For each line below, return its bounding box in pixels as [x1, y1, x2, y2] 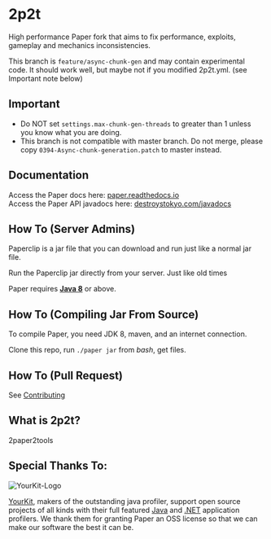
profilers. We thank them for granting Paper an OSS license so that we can [8, 514, 258, 524]
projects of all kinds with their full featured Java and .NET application [8, 505, 240, 515]
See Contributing [8, 390, 66, 400]
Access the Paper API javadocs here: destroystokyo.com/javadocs [8, 199, 232, 208]
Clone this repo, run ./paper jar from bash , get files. [8, 345, 187, 355]
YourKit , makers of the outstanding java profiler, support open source [8, 496, 241, 506]
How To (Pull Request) [8, 368, 124, 383]
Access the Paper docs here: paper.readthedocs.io [8, 190, 180, 199]
